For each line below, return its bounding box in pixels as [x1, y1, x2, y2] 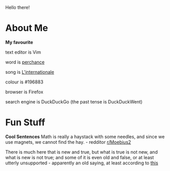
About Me [5, 23, 48, 34]
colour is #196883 [5, 79, 44, 85]
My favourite [5, 39, 33, 45]
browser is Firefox [5, 89, 44, 95]
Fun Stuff [5, 117, 46, 129]
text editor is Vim [5, 49, 41, 55]
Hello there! [5, 5, 30, 10]
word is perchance [5, 59, 45, 65]
